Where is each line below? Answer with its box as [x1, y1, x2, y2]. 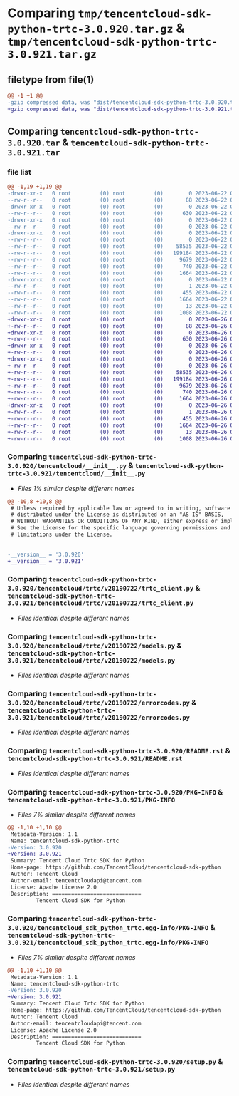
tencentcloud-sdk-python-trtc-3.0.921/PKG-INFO [7, 796, 176, 804]
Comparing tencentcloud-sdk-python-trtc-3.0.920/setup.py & [7, 1057, 223, 1067]
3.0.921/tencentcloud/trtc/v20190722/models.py [7, 656, 176, 664]
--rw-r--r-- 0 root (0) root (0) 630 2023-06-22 [7, 210, 228, 217]
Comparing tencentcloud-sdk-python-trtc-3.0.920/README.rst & [7, 746, 230, 756]
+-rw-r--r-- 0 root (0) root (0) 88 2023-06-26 [7, 322, 228, 329]
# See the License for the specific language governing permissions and [10, 524, 231, 532]
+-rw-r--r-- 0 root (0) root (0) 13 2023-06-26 [7, 428, 228, 435]
